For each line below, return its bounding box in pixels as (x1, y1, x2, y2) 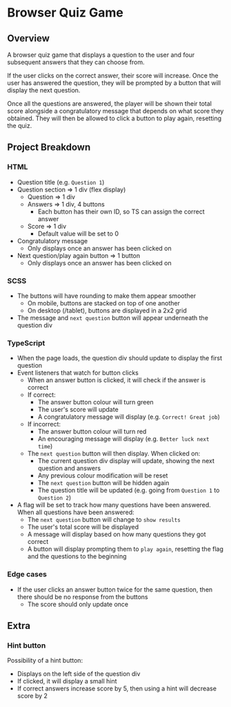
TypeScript (7, 338, 46, 348)
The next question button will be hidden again (37, 479, 170, 487)
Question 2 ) (37, 493, 72, 502)
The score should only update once (27, 600, 129, 608)
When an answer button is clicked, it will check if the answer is (27, 376, 206, 384)
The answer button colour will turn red (37, 427, 147, 436)
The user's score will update (37, 406, 119, 414)
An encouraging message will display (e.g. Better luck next (37, 435, 210, 443)
